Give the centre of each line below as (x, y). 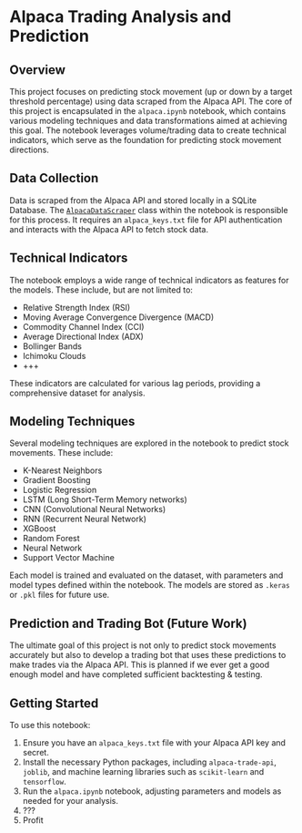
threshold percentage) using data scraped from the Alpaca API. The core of (151, 101)
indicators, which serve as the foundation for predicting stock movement (146, 140)
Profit (33, 820)
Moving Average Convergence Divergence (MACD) (118, 317)
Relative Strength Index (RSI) (76, 307)
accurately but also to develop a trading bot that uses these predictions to (148, 655)
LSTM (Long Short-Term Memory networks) (105, 499)
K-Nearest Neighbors (62, 470)
